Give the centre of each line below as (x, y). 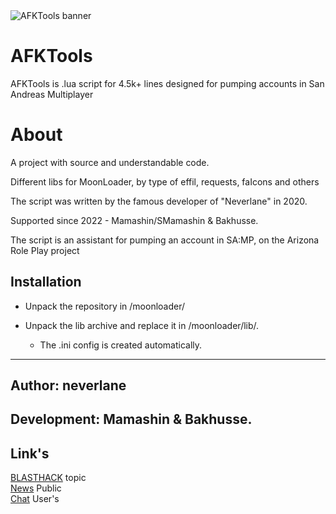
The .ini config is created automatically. (121, 345)
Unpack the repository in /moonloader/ (105, 306)
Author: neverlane (68, 385)
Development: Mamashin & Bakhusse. (131, 419)
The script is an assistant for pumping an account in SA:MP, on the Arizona (165, 240)
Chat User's (35, 499)
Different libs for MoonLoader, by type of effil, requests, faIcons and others (165, 181)
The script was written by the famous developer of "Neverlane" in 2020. (159, 201)
